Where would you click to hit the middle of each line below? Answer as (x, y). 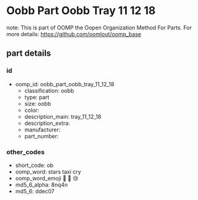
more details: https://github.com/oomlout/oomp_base (74, 34)
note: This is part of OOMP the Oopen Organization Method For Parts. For (99, 28)
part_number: (41, 136)
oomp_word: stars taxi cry (48, 171)
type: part (37, 97)
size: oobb (37, 103)
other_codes (25, 152)
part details (29, 54)
